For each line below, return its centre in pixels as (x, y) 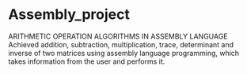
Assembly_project (69, 15)
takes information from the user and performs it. (87, 61)
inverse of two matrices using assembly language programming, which (124, 53)
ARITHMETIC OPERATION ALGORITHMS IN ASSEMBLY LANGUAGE (118, 36)
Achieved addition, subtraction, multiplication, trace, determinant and (121, 44)
